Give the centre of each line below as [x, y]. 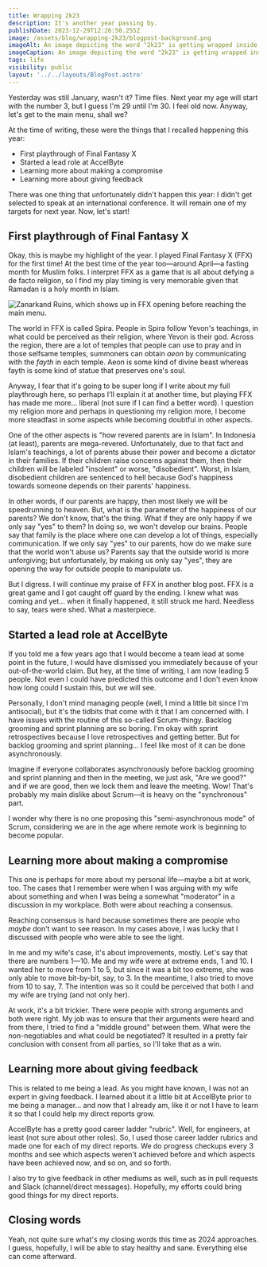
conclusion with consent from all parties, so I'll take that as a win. [115, 1044]
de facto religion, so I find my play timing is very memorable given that [123, 281]
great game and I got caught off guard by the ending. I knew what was [124, 593]
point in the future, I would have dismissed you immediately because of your [133, 663]
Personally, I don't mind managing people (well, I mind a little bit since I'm [128, 703]
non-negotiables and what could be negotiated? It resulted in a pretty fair [128, 1036]
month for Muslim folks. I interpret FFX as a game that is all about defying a [131, 272]
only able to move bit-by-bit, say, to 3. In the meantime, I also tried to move [131, 978]
